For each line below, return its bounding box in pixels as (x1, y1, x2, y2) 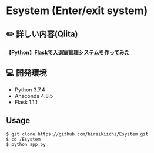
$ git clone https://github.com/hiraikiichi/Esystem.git (6, 131, 149, 137)
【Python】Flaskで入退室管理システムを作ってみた (6, 49, 130, 56)
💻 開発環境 (6, 67, 47, 77)
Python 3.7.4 (14, 86, 45, 93)
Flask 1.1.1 (14, 98, 38, 106)
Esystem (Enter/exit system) (6, 4, 148, 18)
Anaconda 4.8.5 (14, 92, 53, 99)
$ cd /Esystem (6, 136, 41, 142)
